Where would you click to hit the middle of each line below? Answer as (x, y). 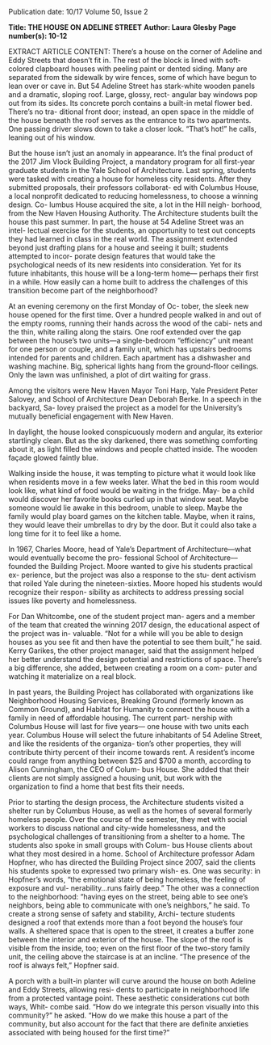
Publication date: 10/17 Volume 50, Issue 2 (78, 12)
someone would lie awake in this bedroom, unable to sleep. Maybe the (125, 508)
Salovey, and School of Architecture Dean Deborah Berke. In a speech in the (135, 399)
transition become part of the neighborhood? (83, 291)
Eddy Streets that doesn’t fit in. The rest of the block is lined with (116, 60)
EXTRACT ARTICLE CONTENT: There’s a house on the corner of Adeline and (135, 51)
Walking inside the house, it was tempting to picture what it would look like (132, 473)
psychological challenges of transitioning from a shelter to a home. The (127, 836)
